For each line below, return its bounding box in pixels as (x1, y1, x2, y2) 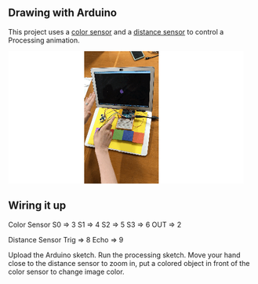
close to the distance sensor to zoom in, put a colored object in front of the (8, 258, 250, 268)
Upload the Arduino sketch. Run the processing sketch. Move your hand (8, 250, 241, 260)
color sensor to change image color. (8, 267, 125, 276)
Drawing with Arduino (8, 6, 118, 20)
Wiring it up (8, 199, 67, 213)
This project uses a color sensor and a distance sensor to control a (8, 27, 224, 36)
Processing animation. (8, 35, 80, 45)
